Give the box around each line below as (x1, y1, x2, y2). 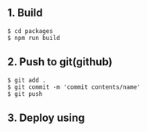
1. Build (7, 6, 43, 20)
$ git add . (7, 76, 46, 84)
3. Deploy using (7, 112, 85, 125)
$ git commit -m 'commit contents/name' (7, 82, 142, 91)
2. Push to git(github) (7, 55, 113, 69)
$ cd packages (7, 27, 54, 35)
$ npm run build (7, 34, 60, 42)
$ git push (7, 90, 43, 97)
